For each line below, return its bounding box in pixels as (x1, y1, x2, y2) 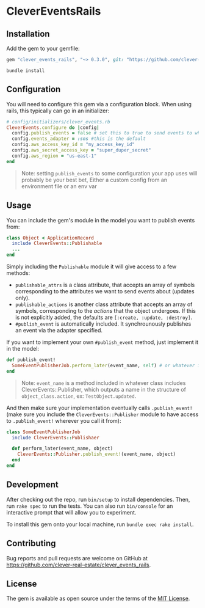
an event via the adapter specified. (15, 327, 103, 334)
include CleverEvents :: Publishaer (12, 434, 99, 441)
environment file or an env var (21, 182, 97, 190)
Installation (6, 29, 50, 39)
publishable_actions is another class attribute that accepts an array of (15, 301, 193, 308)
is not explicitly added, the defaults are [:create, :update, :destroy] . (15, 313, 193, 321)
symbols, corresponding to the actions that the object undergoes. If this (15, 307, 196, 314)
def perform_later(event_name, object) (12, 445, 113, 452)
